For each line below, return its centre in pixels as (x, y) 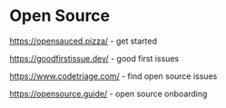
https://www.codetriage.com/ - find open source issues (113, 76)
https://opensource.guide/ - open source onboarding (108, 93)
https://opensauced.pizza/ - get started (83, 41)
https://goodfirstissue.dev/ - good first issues (94, 58)
